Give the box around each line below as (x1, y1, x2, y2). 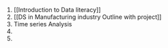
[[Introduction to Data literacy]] (13, 6, 101, 14)
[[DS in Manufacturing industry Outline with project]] (13, 13, 162, 21)
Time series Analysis (13, 20, 72, 28)
